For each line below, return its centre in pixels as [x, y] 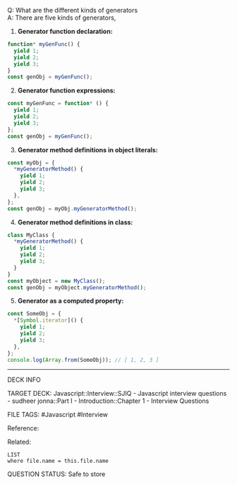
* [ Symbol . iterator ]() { [48, 320]
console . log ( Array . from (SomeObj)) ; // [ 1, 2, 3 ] [83, 360]
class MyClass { [31, 235]
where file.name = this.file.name [58, 461]
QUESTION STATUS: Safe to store [56, 474]
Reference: [23, 428]
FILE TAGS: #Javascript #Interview [57, 415]
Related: [19, 442]
